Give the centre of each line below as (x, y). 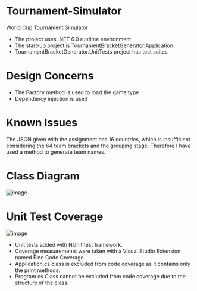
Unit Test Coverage (55, 216)
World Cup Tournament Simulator (47, 27)
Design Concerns (50, 76)
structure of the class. (42, 283)
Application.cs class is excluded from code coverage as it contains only (102, 264)
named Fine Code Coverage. (50, 257)
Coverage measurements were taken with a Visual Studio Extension (98, 251)
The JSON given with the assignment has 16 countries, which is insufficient (98, 139)
